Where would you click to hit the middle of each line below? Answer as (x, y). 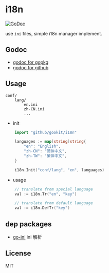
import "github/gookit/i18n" (46, 132)
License (18, 253)
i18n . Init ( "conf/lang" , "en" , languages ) (59, 170)
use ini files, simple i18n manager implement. (54, 33)
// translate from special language (54, 189)
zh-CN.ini (34, 109)
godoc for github (31, 67)
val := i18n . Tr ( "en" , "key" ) (46, 194)
